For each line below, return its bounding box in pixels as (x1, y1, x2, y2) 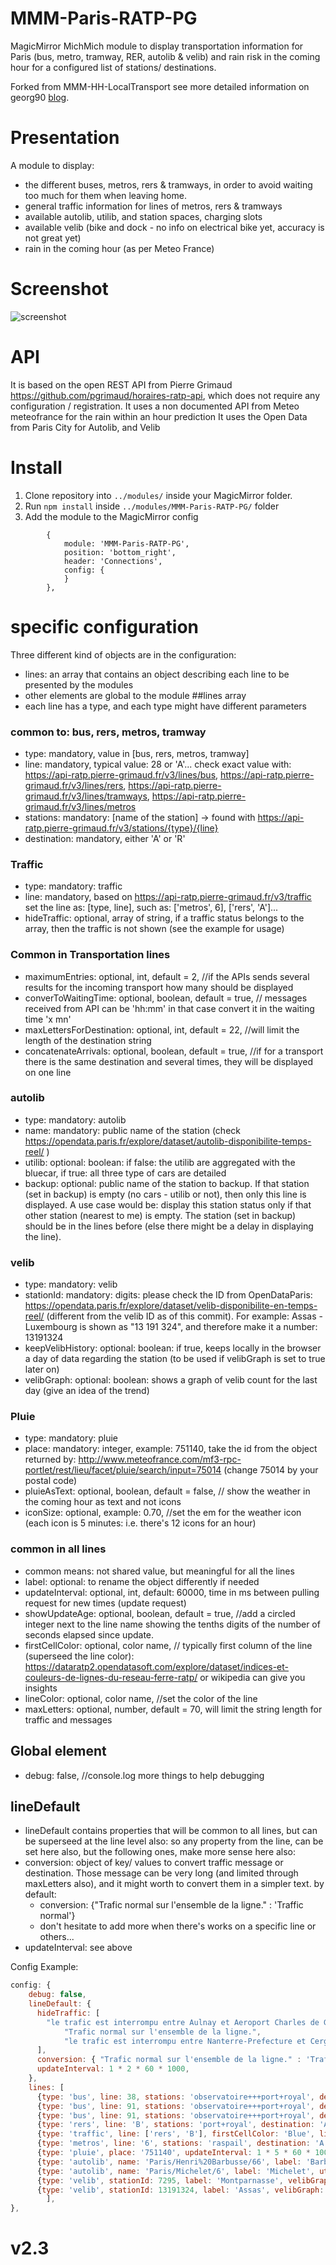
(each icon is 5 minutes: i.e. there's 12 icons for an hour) (24, 1517, 257, 1529)
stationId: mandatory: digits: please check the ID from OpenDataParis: (24, 1289, 313, 1301)
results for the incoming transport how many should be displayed (24, 981, 294, 993)
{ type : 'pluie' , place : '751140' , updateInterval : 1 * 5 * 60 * (36, 2148, 311, 2158)
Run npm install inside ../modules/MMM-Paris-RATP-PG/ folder (24, 500, 280, 512)
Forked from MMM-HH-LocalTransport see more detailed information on (10, 80, 310, 92)
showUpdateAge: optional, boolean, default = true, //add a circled (24, 1607, 296, 1619)
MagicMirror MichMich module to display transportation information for (10, 40, 304, 52)
